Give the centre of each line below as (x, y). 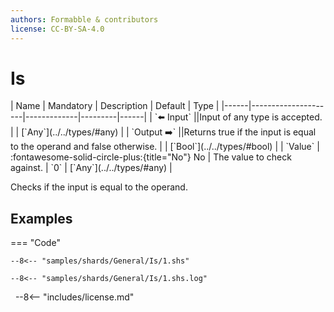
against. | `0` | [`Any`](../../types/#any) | (91, 168)
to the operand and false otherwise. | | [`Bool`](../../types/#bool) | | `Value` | (165, 147)
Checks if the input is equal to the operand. (99, 187)
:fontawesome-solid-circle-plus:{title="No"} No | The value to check (151, 157)
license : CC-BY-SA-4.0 (57, 29)
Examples (41, 218)
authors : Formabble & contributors (84, 19)
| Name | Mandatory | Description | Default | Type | (115, 106)
